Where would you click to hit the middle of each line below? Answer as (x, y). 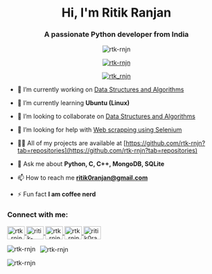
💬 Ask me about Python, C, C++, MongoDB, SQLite (91, 164)
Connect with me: (38, 214)
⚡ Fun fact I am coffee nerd (56, 194)
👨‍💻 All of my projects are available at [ (71, 143)
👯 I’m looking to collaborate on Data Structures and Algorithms (106, 116)
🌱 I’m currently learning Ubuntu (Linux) (73, 103)
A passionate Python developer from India (116, 35)
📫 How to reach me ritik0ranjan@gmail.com (82, 178)
